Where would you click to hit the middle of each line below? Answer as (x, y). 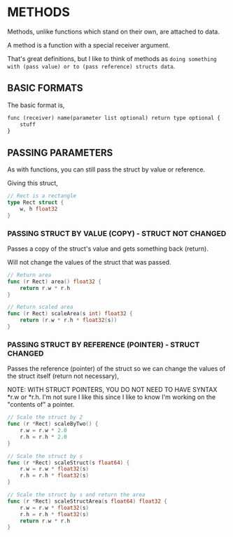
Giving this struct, (33, 183)
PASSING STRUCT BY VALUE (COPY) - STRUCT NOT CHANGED (117, 233)
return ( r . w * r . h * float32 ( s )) (69, 320)
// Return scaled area (40, 307)
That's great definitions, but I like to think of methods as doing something (112, 58)
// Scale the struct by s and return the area (76, 495)
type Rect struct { (36, 203)
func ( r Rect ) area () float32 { (54, 281)
